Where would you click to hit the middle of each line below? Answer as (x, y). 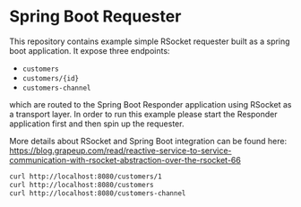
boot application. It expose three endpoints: (90, 50)
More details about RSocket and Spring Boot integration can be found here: (148, 141)
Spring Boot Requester (95, 17)
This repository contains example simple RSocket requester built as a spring (150, 41)
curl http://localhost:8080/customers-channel (98, 193)
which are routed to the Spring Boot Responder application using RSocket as (150, 104)
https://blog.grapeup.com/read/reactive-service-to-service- (120, 151)
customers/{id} (51, 78)
